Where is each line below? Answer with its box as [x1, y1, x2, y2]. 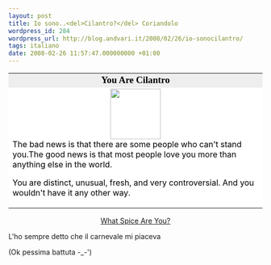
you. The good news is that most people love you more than [12, 149, 236, 160]
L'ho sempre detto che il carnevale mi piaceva [8, 232, 161, 241]
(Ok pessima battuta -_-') [8, 247, 93, 257]
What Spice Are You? [100, 216, 171, 225]
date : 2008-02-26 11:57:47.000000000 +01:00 [8, 49, 161, 57]
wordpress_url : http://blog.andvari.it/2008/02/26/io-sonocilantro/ [8, 34, 244, 43]
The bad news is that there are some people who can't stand [12, 139, 242, 149]
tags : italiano [8, 42, 60, 50]
